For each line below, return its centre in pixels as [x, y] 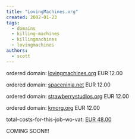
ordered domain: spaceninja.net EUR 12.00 [59, 85]
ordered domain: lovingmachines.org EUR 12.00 [65, 73]
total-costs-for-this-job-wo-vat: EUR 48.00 [59, 119]
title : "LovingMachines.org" [42, 12]
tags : [13, 23]
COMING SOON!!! [28, 131]
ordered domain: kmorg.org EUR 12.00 [53, 107]
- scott [21, 56]
